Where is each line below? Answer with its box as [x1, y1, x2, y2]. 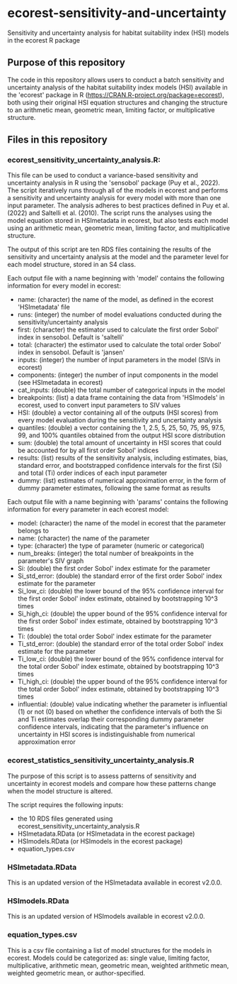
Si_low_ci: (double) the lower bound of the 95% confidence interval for [17, 587, 224, 596]
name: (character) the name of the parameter [17, 534, 150, 542]
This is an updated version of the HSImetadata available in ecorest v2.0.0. [7, 878, 223, 887]
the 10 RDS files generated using [17, 814, 113, 823]
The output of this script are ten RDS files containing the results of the [7, 245, 212, 253]
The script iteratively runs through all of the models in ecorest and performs [7, 186, 229, 195]
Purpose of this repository [7, 57, 126, 69]
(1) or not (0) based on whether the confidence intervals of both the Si [17, 708, 222, 716]
